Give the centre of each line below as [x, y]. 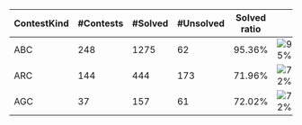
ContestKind [41, 23]
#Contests [101, 23]
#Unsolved [200, 23]
